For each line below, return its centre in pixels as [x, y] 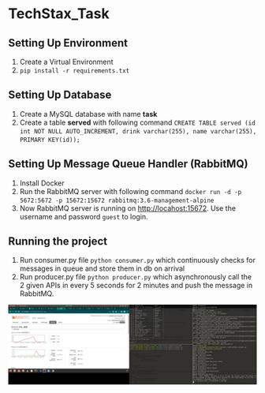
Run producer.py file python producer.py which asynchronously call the [136, 277]
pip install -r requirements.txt [75, 71]
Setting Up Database [60, 95]
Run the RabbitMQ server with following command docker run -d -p [131, 191]
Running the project [58, 241]
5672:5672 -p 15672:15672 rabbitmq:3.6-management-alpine [117, 200]
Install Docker [42, 183]
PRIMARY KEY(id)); [50, 140]
